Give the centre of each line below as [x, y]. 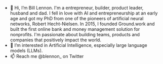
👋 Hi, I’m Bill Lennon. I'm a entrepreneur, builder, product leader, [77, 8]
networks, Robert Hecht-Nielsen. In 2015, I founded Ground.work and [82, 24]
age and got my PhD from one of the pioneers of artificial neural [77, 18]
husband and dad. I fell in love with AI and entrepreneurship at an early [84, 13]
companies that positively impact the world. [55, 40]
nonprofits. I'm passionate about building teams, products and [75, 35]
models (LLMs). [26, 51]
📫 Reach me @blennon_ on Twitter [47, 56]
